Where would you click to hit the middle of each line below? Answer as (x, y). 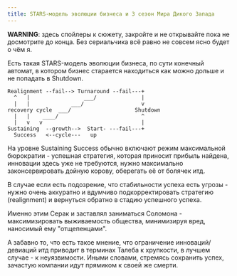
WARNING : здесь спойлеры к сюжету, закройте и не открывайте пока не (118, 34)
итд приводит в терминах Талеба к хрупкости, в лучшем (124, 250)
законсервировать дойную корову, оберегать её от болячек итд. (106, 171)
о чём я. (20, 49)
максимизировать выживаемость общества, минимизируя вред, (107, 221)
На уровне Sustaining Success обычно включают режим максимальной (116, 148)
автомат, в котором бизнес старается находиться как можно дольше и (116, 70)
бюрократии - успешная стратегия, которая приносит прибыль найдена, (118, 155)
